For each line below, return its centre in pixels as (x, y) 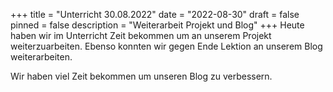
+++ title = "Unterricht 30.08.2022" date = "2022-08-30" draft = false (155, 14)
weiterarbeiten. (41, 57)
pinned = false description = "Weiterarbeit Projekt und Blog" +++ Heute (157, 25)
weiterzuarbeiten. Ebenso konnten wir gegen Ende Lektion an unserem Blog (166, 46)
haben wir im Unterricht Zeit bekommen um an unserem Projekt (141, 35)
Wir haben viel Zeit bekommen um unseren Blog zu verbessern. (141, 76)
